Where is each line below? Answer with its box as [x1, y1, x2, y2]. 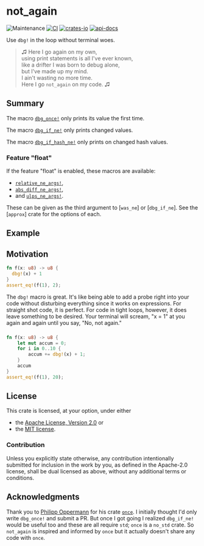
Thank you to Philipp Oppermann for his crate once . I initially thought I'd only [6, 508, 197, 515]
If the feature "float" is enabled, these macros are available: [6, 167, 156, 175]
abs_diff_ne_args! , [15, 186, 64, 193]
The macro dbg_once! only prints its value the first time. [6, 114, 145, 122]
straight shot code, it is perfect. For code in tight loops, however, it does [6, 306, 187, 313]
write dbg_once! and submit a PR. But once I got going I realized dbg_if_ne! [6, 514, 194, 522]
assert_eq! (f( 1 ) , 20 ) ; [6, 374, 64, 380]
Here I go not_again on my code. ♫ [21, 81, 110, 88]
